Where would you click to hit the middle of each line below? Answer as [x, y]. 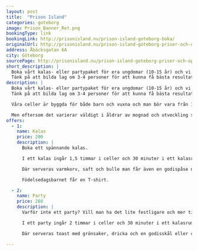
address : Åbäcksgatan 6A [37, 50]
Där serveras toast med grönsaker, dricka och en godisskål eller [105, 233]
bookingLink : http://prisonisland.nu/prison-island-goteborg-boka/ [91, 39]
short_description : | [33, 66]
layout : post [22, 11]
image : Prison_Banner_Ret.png [43, 28]
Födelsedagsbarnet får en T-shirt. [65, 180]
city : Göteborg [25, 55]
